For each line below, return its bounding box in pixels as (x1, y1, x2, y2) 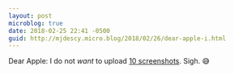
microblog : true (8, 19, 63, 27)
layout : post (8, 11, 53, 20)
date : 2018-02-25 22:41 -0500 (8, 27, 111, 35)
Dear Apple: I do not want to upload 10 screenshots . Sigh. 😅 (8, 56, 211, 66)
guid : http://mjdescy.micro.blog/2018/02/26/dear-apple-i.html (8, 34, 227, 43)
